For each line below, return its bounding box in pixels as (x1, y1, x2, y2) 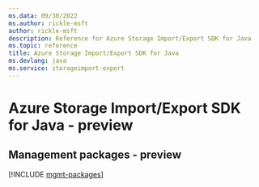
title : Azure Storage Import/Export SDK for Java (8, 49, 180, 57)
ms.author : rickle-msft (8, 19, 89, 27)
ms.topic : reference (8, 42, 79, 50)
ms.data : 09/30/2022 (8, 11, 79, 20)
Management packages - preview (8, 148, 182, 162)
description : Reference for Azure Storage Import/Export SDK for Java (8, 34, 252, 43)
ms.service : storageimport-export (8, 64, 125, 73)
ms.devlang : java (8, 57, 67, 65)
